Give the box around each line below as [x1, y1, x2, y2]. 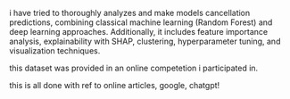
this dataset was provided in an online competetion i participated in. [9, 62, 259, 73]
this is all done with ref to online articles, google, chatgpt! [9, 80, 220, 90]
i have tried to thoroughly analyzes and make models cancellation [9, 8, 251, 18]
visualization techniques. [9, 45, 101, 56]
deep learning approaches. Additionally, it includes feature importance [9, 27, 269, 37]
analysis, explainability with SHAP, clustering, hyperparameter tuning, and [9, 36, 281, 46]
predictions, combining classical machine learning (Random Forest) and [9, 17, 273, 28]
